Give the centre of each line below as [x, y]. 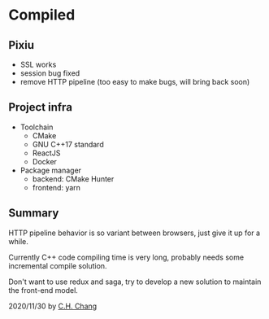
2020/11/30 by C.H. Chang [53, 306]
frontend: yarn [56, 187]
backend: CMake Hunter [73, 179]
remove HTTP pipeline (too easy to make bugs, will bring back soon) [135, 82]
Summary [34, 213]
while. [18, 241]
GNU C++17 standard [68, 144]
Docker [44, 161]
